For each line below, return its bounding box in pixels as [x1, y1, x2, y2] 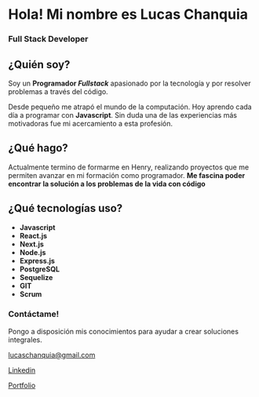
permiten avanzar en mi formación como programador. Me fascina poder [8, 170, 246, 180]
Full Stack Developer [8, 34, 89, 45]
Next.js [19, 239, 45, 249]
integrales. [8, 335, 42, 344]
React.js [19, 231, 48, 240]
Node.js [19, 247, 46, 257]
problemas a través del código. [8, 86, 108, 96]
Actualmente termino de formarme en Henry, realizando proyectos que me [8, 162, 250, 172]
